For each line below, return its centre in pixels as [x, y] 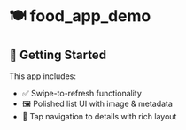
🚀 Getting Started [58, 54]
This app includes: [43, 76]
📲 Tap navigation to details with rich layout [99, 116]
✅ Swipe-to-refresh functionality [81, 93]
